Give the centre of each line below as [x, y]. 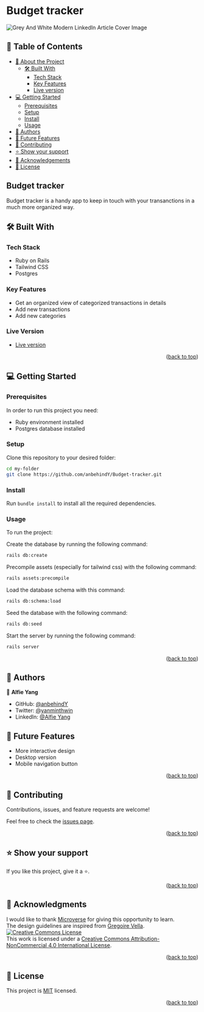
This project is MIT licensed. [42, 991]
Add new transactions [43, 309]
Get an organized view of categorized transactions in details [90, 303]
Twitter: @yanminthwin [44, 711]
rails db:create [27, 556]
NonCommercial [27, 945]
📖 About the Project [40, 61]
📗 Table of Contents [44, 47]
